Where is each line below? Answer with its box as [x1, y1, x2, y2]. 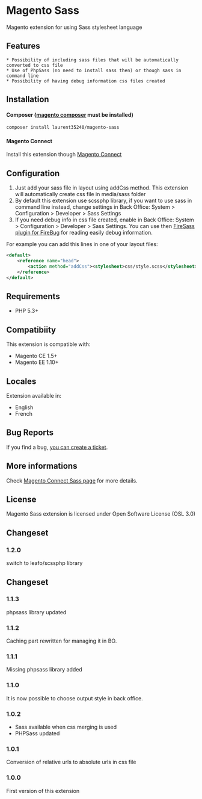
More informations [6, 461, 78, 471]
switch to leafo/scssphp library [6, 560, 83, 567]
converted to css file [6, 62, 63, 68]
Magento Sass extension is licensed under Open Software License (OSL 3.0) [6, 510, 196, 517]
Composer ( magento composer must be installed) [6, 111, 133, 118]
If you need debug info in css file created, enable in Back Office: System [14, 216, 194, 223]
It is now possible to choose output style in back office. [6, 694, 143, 702]
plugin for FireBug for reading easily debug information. [14, 229, 153, 236]
